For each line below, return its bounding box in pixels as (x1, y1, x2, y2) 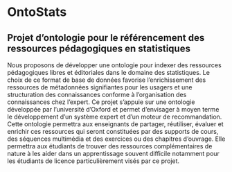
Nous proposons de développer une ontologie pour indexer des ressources (7, 61, 222, 69)
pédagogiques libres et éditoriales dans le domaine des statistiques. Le (7, 69, 210, 76)
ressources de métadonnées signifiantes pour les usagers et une (7, 83, 193, 91)
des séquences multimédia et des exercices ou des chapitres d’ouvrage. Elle (7, 135, 226, 143)
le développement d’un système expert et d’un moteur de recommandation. (7, 112, 222, 121)
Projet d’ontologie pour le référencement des (7, 32, 205, 44)
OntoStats (7, 4, 67, 20)
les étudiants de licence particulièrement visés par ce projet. (7, 157, 180, 165)
